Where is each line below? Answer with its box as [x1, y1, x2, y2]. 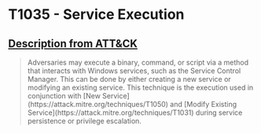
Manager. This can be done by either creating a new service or [27, 75, 232, 83]
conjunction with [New [27, 91, 101, 100]
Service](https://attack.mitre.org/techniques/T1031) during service [27, 108, 243, 117]
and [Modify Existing [170, 100, 237, 109]
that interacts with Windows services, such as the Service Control [27, 66, 241, 76]
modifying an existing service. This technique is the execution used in [27, 83, 254, 92]
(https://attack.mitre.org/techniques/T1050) [27, 100, 169, 109]
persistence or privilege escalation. [27, 116, 142, 125]
